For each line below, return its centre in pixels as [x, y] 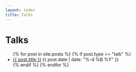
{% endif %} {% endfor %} [41, 65]
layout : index [20, 10]
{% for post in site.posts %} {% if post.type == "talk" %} [72, 54]
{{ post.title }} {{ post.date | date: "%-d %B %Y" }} [65, 60]
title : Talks [19, 15]
